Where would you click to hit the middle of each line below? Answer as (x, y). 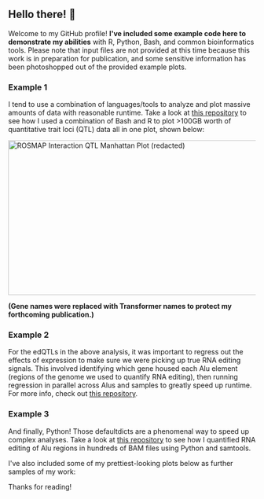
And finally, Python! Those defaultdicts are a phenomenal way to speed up (129, 431)
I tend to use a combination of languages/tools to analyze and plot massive (129, 105)
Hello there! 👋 (42, 15)
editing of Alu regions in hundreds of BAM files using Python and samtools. (130, 448)
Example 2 (29, 335)
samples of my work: (42, 471)
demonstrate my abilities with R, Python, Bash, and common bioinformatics (131, 42)
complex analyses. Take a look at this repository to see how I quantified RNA (132, 439)
